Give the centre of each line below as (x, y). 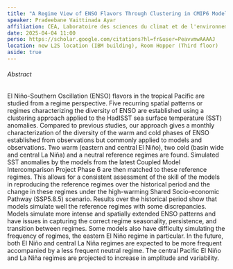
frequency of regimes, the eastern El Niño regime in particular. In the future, (115, 236)
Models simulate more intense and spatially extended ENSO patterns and (112, 214)
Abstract (20, 74)
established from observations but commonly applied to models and (105, 140)
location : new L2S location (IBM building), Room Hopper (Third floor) (113, 46)
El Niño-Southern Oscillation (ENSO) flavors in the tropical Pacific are (106, 96)
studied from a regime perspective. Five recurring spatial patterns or (105, 103)
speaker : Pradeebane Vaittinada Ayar (62, 20)
